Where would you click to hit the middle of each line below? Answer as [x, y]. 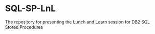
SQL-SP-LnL [31, 8]
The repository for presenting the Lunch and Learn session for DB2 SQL [77, 22]
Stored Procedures [24, 27]
